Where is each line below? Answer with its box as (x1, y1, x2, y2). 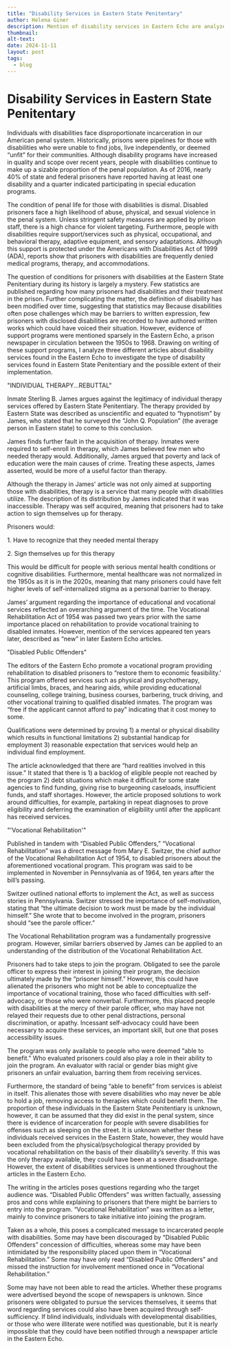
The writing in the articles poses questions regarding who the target (7, 1183, 199, 1191)
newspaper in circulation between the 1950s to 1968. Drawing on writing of (7, 339, 219, 347)
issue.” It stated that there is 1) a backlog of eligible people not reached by (7, 768, 217, 776)
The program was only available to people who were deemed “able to (7, 1046, 204, 1055)
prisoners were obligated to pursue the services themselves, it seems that (7, 1298, 217, 1306)
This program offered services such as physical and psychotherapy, (7, 676, 200, 684)
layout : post (7, 49, 45, 56)
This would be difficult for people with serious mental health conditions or (7, 563, 217, 571)
